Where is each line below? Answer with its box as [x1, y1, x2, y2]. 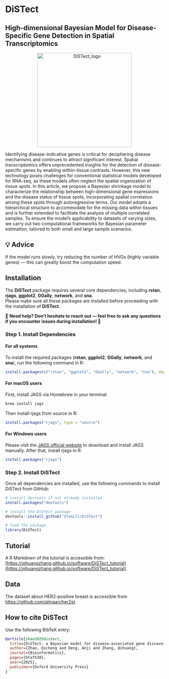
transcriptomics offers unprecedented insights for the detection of [5, 162, 142, 168]
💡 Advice [5, 240, 34, 249]
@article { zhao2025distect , [5, 636, 62, 641]
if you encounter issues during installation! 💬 [5, 318, 101, 324]
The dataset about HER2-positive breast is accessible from [5, 593, 127, 599]
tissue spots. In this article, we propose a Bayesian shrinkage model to [5, 183, 151, 189]
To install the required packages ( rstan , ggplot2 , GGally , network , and [5, 354, 152, 360]
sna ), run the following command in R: [5, 359, 84, 365]
